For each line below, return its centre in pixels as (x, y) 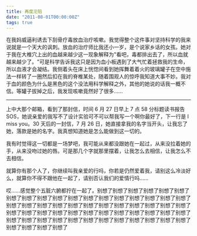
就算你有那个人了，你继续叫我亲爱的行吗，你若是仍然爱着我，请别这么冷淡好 (98, 171)
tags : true (19, 22)
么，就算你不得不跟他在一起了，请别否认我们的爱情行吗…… (77, 178)
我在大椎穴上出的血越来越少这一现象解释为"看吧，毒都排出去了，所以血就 (100, 55)
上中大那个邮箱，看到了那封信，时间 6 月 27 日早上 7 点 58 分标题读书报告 (96, 109)
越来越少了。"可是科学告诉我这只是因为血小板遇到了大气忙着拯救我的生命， (97, 62)
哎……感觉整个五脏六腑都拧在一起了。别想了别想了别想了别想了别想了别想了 (98, 191)
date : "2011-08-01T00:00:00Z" (43, 17)
